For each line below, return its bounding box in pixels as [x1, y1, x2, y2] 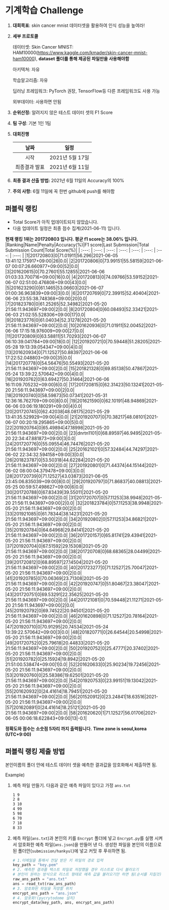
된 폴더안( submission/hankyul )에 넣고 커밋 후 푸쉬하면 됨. [12, 848, 127, 854]
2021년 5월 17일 [49, 154, 89, 161]
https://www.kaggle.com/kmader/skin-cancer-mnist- [37, 49, 148, 56]
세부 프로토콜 [12, 33, 39, 39]
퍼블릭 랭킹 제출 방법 [5, 747, 65, 756]
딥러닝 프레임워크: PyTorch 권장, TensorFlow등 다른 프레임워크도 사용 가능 [12, 88, 160, 94]
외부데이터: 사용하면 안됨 [12, 98, 62, 104]
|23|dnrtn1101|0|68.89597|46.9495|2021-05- [69, 430, 162, 436]
